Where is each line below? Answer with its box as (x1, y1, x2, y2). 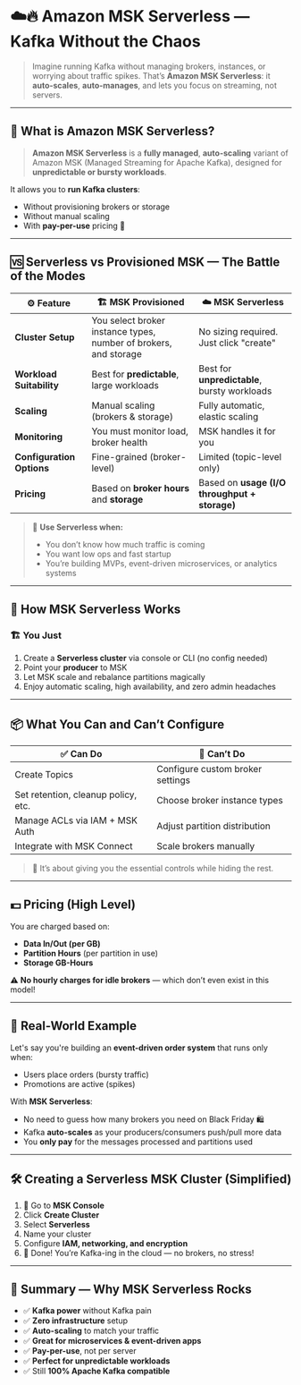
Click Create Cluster (22, 1209, 100, 1220)
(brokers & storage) (91, 410, 173, 422)
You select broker (91, 314, 166, 327)
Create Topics (14, 769, 74, 781)
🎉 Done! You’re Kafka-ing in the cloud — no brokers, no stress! (22, 1247, 255, 1258)
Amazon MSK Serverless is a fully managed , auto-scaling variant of (31, 148, 288, 158)
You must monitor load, (91, 425, 188, 438)
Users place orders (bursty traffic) (22, 1069, 150, 1080)
